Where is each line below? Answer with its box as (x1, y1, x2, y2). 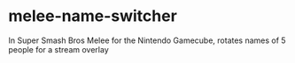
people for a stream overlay (8, 44, 110, 54)
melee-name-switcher (8, 6, 178, 26)
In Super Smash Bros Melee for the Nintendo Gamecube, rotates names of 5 (8, 35, 286, 45)
